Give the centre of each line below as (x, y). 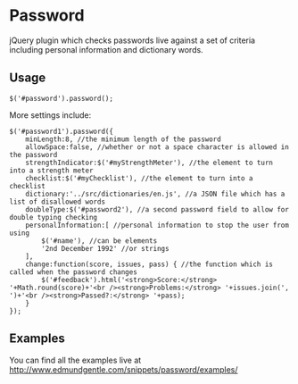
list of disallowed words (57, 202)
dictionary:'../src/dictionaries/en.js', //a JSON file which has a (155, 194)
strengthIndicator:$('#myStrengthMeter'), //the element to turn (149, 163)
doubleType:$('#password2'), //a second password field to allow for (157, 209)
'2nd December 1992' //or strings (105, 248)
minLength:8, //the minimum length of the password (123, 139)
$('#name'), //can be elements (99, 241)
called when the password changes (74, 272)
